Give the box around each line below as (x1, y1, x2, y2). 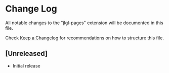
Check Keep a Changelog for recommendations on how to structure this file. (5, 35, 164, 41)
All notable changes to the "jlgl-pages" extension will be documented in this (5, 20, 163, 26)
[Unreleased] (5, 49, 48, 58)
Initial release (12, 62, 40, 68)
